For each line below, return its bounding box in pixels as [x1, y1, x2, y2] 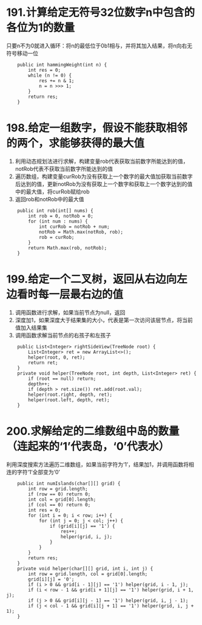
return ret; [28, 359, 59, 365]
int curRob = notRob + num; [38, 223, 110, 230]
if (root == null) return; [28, 375, 96, 382]
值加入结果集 [15, 323, 47, 331]
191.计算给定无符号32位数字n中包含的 [6, 5, 195, 19]
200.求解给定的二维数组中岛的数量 [6, 424, 180, 438]
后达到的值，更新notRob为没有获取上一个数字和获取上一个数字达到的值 [15, 180, 193, 187]
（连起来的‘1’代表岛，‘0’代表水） [6, 440, 170, 453]
